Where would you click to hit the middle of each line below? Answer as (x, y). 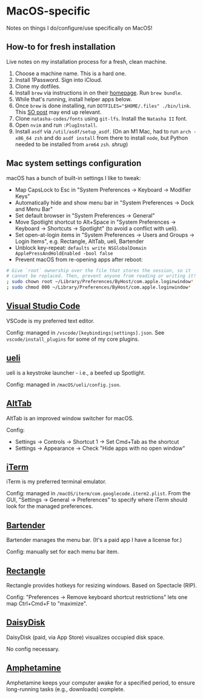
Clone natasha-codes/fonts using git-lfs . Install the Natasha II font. (101, 118)
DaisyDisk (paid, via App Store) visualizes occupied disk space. (85, 637)
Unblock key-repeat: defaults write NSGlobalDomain (81, 247)
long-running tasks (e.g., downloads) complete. (66, 689)
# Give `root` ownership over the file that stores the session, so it (98, 270)
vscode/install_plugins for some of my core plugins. (73, 339)
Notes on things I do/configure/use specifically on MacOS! (79, 28)
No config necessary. (33, 649)
